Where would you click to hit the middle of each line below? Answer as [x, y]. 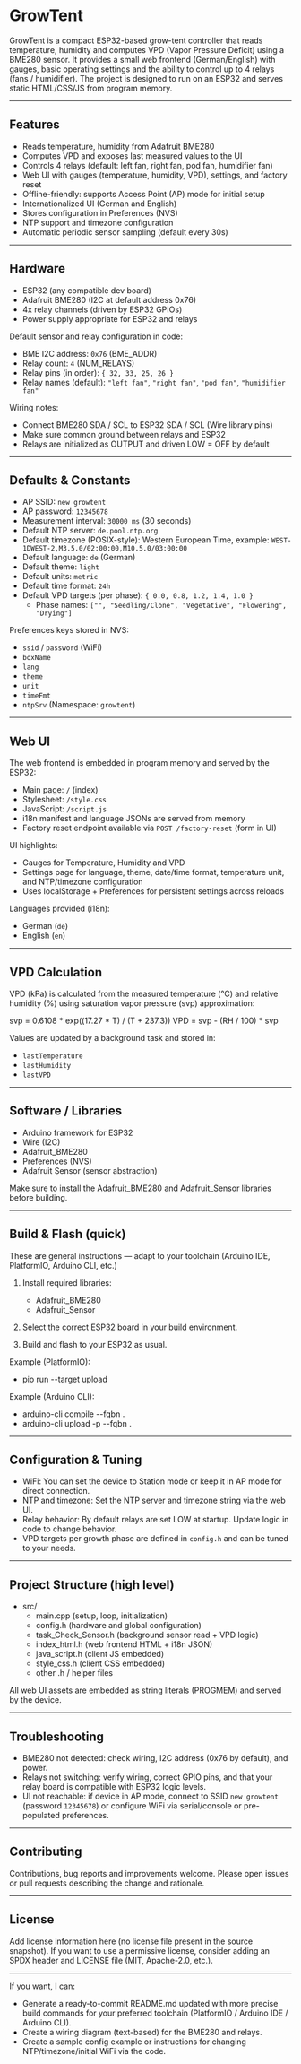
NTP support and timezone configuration [98, 222]
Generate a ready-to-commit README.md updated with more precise [150, 2003]
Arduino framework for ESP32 [77, 1132]
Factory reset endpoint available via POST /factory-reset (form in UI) [150, 828]
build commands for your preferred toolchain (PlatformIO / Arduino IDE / [155, 2013]
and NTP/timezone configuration [82, 882]
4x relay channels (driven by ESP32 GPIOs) [102, 309]
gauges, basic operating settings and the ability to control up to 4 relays [142, 69]
